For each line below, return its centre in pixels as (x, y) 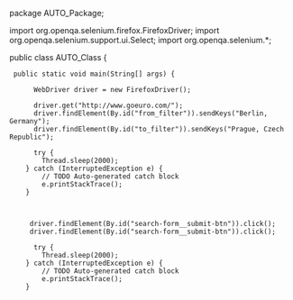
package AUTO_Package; (57, 13)
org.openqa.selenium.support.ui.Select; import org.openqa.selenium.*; (141, 40)
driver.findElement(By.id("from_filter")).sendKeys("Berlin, (151, 114)
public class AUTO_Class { (58, 57)
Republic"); (32, 137)
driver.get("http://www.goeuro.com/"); (108, 105)
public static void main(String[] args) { (94, 74)
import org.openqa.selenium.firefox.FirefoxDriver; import (114, 30)
